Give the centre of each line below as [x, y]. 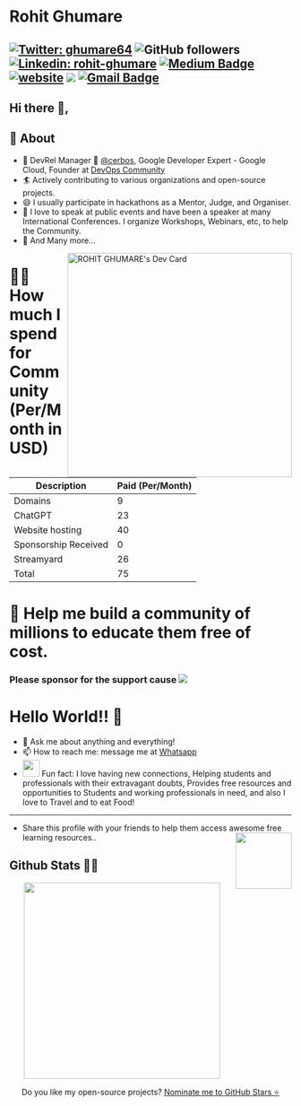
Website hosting [48, 529]
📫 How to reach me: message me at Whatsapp [109, 752]
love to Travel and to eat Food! [78, 802]
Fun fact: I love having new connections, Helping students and [156, 773]
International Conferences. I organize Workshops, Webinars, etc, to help [155, 221]
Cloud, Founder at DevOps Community [94, 170]
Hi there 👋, [39, 108]
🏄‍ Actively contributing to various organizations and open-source [144, 179]
